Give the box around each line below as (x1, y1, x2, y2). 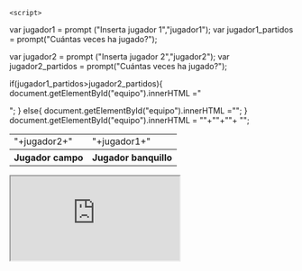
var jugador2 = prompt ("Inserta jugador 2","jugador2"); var (9, 51, 230, 62)
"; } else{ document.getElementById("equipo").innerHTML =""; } (9, 105, 248, 116)
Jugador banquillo (91, 151, 173, 164)
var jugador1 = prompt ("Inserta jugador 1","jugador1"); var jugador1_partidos (9, 24, 294, 35)
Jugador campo (14, 151, 84, 164)
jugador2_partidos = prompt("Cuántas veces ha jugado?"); (9, 61, 228, 71)
